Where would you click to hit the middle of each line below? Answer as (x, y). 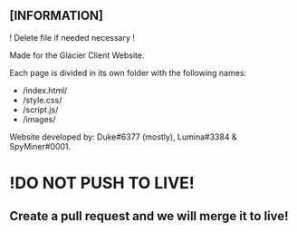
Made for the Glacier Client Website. (77, 55)
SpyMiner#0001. (40, 146)
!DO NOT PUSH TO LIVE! (102, 183)
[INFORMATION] (57, 16)
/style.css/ (42, 100)
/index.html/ (45, 90)
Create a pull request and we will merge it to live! (149, 216)
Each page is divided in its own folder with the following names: (128, 72)
